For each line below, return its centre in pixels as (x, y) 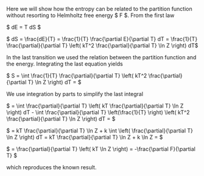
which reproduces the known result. (51, 167)
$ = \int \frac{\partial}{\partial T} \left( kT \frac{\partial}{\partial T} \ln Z (95, 106)
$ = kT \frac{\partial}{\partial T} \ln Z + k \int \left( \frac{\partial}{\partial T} (100, 130)
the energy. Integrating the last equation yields (65, 64)
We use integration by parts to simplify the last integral (75, 94)
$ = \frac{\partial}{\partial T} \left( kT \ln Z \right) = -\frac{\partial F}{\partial (101, 149)
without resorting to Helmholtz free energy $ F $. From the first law (90, 15)
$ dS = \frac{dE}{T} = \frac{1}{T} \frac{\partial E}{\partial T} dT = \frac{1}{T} (102, 39)
